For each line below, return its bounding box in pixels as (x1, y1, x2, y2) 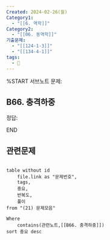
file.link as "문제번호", (17, 174, 77, 180)
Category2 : (6, 26, 34, 32)
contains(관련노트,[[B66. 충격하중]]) (17, 222, 105, 228)
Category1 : (6, 15, 34, 21)
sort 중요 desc (6, 229, 42, 235)
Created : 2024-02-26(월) (6, 9, 68, 15)
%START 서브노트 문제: (6, 77, 62, 85)
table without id (6, 168, 50, 174)
